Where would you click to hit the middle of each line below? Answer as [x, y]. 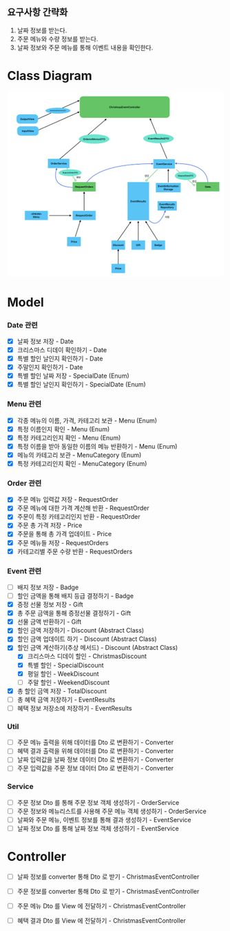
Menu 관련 [24, 404]
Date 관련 [22, 325]
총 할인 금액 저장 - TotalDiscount [62, 690]
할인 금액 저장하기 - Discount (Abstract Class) [81, 631]
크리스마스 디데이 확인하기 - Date [62, 349]
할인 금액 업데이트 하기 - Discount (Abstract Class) [87, 639]
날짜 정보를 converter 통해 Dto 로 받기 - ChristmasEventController [108, 877]
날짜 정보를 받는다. [42, 30]
